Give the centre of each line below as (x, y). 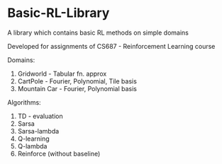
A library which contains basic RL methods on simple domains (98, 33)
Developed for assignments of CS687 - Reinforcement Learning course (111, 46)
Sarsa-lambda (38, 131)
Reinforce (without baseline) (59, 153)
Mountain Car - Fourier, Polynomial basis (77, 88)
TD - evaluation (40, 116)
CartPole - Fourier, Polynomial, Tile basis (77, 81)
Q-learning (33, 139)
